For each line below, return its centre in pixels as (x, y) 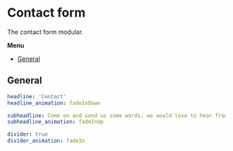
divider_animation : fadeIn (46, 141)
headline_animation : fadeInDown (54, 103)
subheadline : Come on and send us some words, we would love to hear (110, 116)
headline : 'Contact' (37, 96)
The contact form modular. (45, 32)
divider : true (28, 134)
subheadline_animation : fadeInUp (55, 122)
